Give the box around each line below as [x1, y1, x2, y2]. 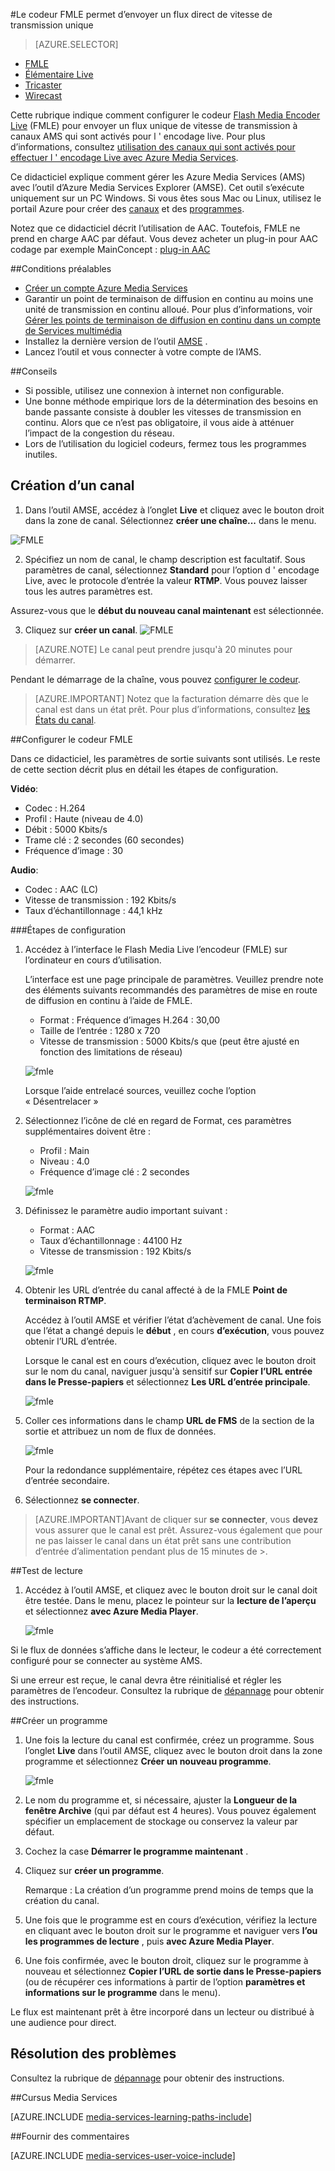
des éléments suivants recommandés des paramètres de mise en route [24, 984, 318, 996]
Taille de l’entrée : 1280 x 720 [39, 1024, 161, 1036]
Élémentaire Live [24, 69, 94, 80]
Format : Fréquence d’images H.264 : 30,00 [39, 1014, 221, 1026]
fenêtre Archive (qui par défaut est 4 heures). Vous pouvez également [24, 1804, 317, 1816]
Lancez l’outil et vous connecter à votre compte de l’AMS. [24, 346, 262, 358]
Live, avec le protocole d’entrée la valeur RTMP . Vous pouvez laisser [24, 574, 308, 586]
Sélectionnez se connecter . [24, 1494, 140, 1506]
